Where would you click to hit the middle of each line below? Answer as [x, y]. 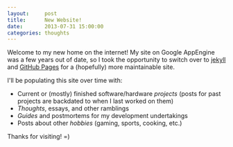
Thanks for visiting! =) [39, 137]
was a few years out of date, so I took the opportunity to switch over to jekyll [116, 60]
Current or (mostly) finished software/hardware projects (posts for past [119, 94]
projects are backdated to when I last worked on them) [95, 101]
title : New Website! [44, 20]
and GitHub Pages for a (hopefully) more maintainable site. [91, 67]
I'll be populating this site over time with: [65, 81]
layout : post [32, 13]
